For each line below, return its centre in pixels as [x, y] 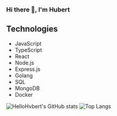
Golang [24, 75]
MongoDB [27, 88]
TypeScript [28, 50]
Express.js [27, 69]
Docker [24, 94]
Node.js [24, 63]
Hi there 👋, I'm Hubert [38, 10]
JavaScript [28, 43]
